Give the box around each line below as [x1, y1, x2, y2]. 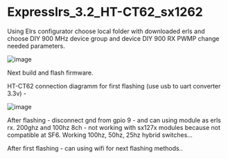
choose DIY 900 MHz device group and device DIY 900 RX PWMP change [7, 34, 220, 42]
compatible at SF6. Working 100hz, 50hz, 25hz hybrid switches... [7, 131, 193, 139]
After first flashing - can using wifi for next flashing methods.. [7, 144, 183, 152]
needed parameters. [7, 41, 66, 50]
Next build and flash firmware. [7, 68, 94, 77]
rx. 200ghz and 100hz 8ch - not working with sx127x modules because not [7, 123, 220, 131]
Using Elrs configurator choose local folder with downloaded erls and [7, 27, 206, 35]
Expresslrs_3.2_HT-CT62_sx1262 [7, 4, 203, 20]
